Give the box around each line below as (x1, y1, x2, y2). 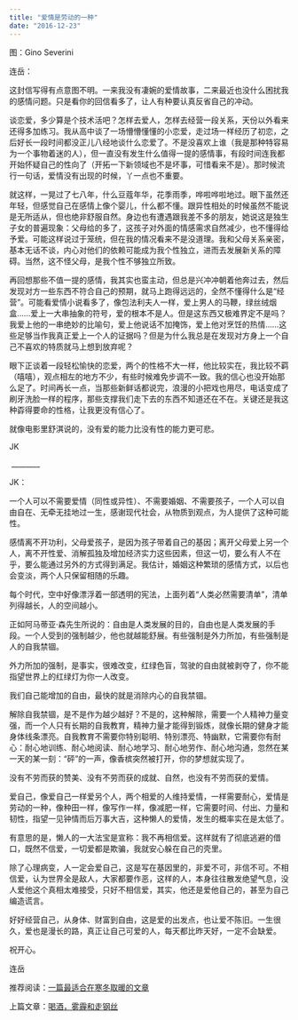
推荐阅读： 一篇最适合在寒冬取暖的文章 (9, 982, 149, 992)
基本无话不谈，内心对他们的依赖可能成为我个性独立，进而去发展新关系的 (9, 244, 273, 255)
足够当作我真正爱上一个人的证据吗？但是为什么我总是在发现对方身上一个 (16, 330, 281, 340)
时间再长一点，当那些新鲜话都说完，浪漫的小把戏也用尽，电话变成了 (39, 382, 289, 393)
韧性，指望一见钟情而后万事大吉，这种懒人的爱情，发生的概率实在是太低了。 (9, 813, 289, 824)
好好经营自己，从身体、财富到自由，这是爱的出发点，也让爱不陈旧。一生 (9, 914, 273, 925)
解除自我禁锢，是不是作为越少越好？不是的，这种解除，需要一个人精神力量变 (9, 708, 289, 720)
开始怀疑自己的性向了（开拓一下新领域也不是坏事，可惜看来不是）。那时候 (9, 159, 278, 170)
